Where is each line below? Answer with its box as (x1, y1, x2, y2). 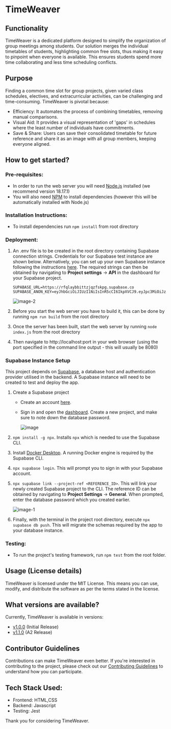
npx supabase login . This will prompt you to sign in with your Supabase (12, 465, 163, 471)
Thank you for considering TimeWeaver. (5, 717, 89, 724)
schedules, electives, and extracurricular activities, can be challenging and (5, 93, 163, 99)
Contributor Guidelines (5, 644, 80, 653)
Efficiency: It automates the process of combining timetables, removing (12, 108, 163, 115)
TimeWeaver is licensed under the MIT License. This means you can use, (5, 580, 159, 586)
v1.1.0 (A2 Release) (12, 629, 53, 635)
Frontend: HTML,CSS (12, 697, 58, 703)
